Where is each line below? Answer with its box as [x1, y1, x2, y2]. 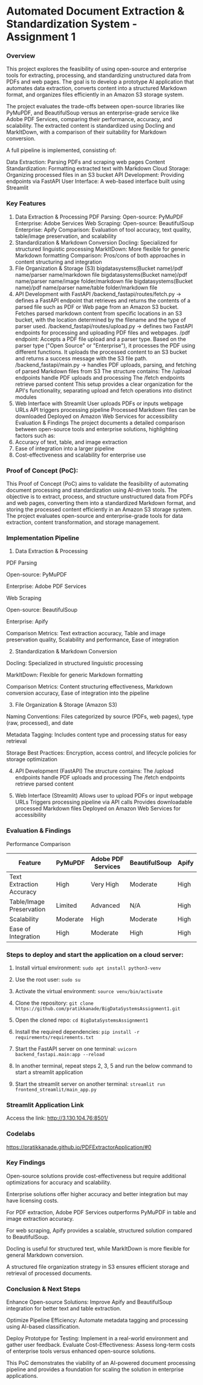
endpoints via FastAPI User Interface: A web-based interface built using [6, 177, 185, 185]
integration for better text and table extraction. [6, 1305, 122, 1312]
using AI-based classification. [6, 1323, 80, 1330]
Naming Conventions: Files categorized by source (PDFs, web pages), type [6, 713, 193, 720]
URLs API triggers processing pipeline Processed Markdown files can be [14, 406, 196, 413]
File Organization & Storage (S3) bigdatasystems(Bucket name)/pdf [14, 265, 183, 272]
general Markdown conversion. [6, 1251, 84, 1258]
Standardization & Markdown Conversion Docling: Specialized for [14, 239, 178, 246]
